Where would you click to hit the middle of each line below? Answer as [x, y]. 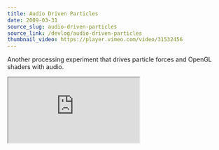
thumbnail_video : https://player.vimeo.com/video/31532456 [95, 40]
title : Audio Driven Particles [53, 14]
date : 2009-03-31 [33, 20]
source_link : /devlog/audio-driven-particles [75, 33]
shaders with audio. [36, 67]
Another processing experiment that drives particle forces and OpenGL [109, 59]
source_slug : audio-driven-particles [62, 27]
